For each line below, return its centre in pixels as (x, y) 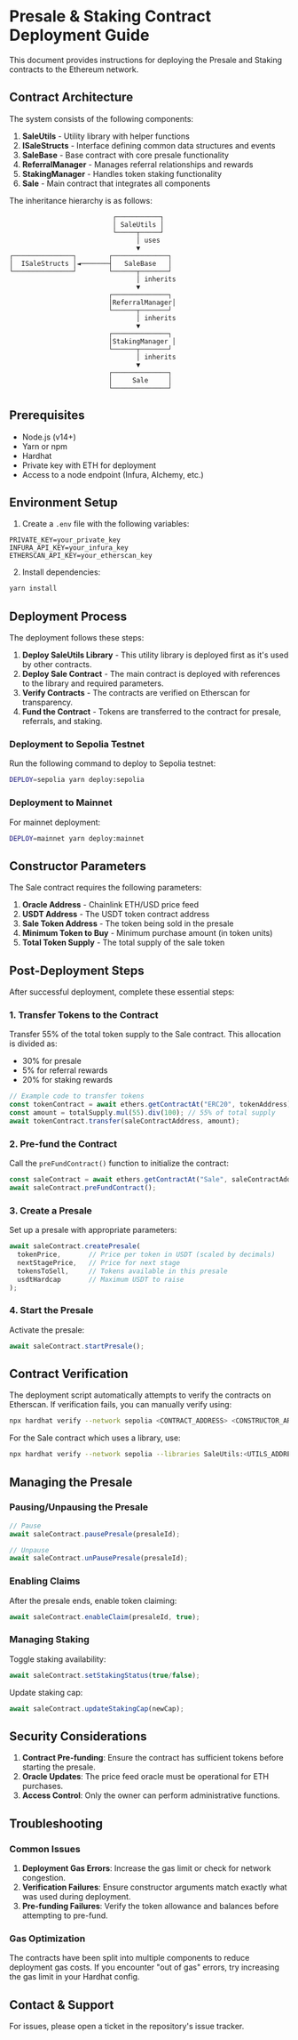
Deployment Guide (79, 35)
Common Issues (45, 1849)
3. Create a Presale (51, 1210)
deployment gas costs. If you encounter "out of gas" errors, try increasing (144, 1967)
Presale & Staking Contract (110, 16)
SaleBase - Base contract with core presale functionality (125, 155)
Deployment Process (68, 616)
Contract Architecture (71, 97)
